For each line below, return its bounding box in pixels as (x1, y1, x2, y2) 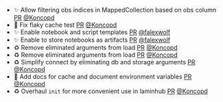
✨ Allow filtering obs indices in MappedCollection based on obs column (13, 6, 217, 14)
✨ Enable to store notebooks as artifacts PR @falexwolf (13, 36, 171, 44)
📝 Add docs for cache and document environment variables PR (13, 73, 192, 81)
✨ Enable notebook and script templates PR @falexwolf (13, 28, 170, 36)
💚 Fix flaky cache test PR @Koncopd (13, 21, 117, 29)
